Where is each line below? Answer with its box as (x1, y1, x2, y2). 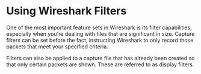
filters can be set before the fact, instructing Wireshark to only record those (6, 36, 194, 44)
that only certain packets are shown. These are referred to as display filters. (6, 61, 194, 68)
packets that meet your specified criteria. (6, 43, 108, 50)
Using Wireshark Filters (6, 4, 127, 18)
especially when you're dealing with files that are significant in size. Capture (6, 30, 195, 37)
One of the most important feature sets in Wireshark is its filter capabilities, (6, 24, 193, 31)
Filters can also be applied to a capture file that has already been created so (6, 54, 195, 61)
